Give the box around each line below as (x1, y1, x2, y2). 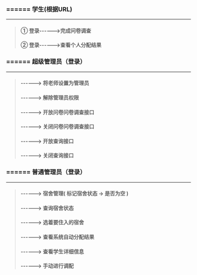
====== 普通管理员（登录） (6, 168, 86, 176)
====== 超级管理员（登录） (6, 57, 86, 66)
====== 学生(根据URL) (6, 5, 73, 13)
